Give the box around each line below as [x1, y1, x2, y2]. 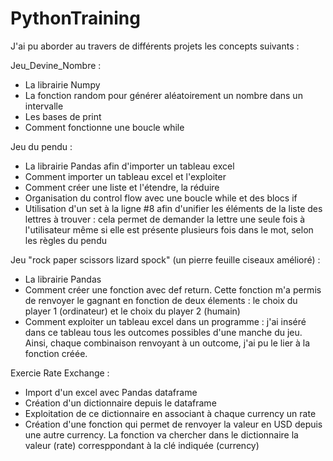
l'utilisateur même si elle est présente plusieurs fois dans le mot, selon [24, 223, 314, 236]
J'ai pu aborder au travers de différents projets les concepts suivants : [10, 40, 300, 52]
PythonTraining [10, 7, 141, 30]
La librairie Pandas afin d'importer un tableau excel [24, 160, 235, 172]
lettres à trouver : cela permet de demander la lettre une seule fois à [24, 213, 306, 225]
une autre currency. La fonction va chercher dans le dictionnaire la [24, 428, 299, 441]
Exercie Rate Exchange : [10, 367, 110, 379]
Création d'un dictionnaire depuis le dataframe [24, 397, 217, 409]
